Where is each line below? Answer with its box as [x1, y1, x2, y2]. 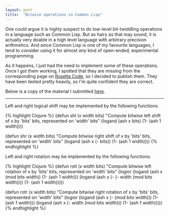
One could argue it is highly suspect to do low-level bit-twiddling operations [5, 26, 162, 32]
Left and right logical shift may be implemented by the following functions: [5, 103, 159, 109]
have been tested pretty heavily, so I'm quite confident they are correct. [5, 79, 154, 85]
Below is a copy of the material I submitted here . [5, 88, 106, 94]
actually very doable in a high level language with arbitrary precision [5, 36, 147, 43]
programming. [5, 52, 35, 58]
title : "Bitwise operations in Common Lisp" [5, 12, 102, 17]
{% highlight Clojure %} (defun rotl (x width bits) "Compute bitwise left [5, 163, 152, 169]
